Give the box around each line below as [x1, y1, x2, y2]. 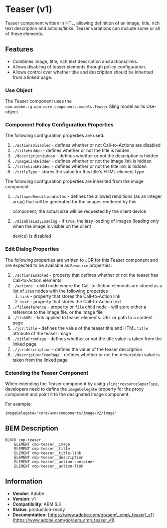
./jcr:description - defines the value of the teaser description [12, 346, 143, 352]
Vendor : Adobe [12, 491, 44, 497]
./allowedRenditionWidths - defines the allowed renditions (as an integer [12, 193, 162, 199]
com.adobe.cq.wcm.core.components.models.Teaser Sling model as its [5, 103, 146, 109]
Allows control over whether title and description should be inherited [12, 69, 154, 75]
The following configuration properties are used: [5, 132, 105, 138]
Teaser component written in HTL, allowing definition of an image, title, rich [5, 20, 160, 26]
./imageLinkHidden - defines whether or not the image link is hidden [12, 158, 152, 164]
